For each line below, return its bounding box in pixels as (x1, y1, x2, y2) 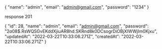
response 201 (4, 14, 33, 19)
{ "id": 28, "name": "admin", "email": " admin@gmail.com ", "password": (4, 23, 149, 29)
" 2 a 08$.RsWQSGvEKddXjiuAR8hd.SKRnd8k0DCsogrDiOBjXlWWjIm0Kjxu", (4, 28, 158, 34)
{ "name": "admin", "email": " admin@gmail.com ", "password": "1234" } (4, 4, 149, 10)
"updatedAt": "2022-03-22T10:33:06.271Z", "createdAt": (4, 34, 120, 39)
